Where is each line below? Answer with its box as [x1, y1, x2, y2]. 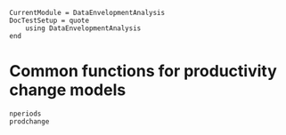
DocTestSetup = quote [9, 16, 90, 25]
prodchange [9, 116, 50, 126]
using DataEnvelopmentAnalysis [25, 24, 142, 33]
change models [9, 80, 127, 100]
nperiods [9, 109, 42, 118]
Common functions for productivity [9, 61, 278, 82]
